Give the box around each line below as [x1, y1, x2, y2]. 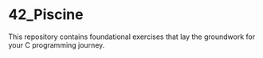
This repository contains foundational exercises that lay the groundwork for [8, 32, 256, 41]
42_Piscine [8, 6, 84, 24]
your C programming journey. [8, 40, 105, 49]
